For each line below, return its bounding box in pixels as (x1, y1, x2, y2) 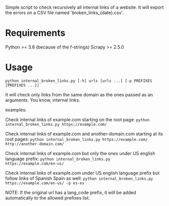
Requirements (5, 27, 66, 39)
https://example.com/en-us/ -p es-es (5, 180, 85, 186)
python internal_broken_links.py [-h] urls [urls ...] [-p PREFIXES (5, 78, 152, 83)
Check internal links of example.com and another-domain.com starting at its (5, 131, 163, 137)
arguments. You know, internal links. (5, 97, 81, 103)
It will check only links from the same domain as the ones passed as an (5, 91, 153, 97)
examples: (5, 107, 27, 113)
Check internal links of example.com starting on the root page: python (5, 116, 150, 123)
